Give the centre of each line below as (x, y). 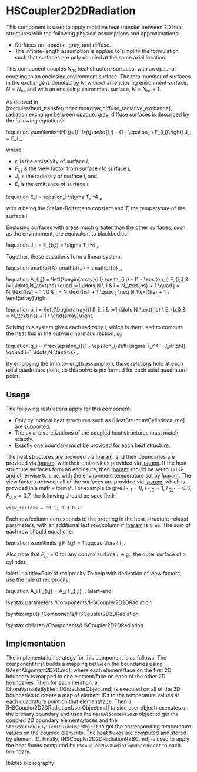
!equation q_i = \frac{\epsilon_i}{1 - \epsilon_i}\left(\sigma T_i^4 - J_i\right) (96, 346)
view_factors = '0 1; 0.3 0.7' (44, 508)
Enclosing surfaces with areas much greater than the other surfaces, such (96, 227)
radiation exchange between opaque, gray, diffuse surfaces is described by (98, 114)
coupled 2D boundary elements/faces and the (62, 720)
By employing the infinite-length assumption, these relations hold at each (95, 364)
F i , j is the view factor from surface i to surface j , (73, 169)
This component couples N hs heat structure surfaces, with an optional (91, 69)
